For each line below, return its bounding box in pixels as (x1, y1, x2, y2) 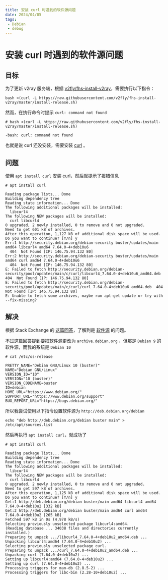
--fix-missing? (5, 297, 37, 303)
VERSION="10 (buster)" (5, 376, 53, 381)
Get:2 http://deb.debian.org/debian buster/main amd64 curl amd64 (5, 508, 147, 513)
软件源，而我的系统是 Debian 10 (5, 344, 71, 350)
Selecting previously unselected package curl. (5, 543, 107, 548)
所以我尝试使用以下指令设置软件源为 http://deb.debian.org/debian (5, 407, 145, 414)
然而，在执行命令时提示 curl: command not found (5, 110, 107, 116)
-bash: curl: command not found (5, 133, 73, 138)
